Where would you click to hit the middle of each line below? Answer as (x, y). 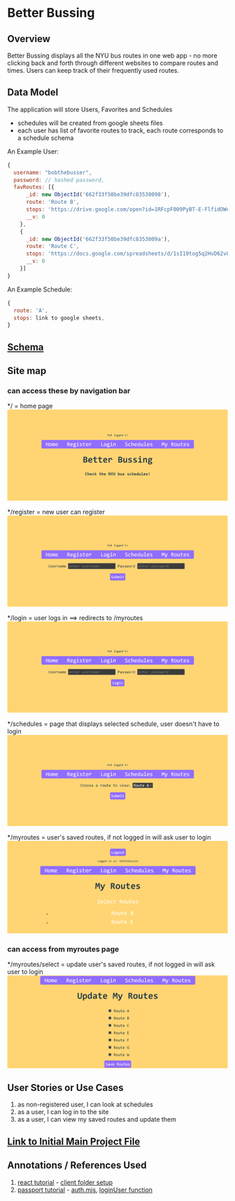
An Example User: (33, 151)
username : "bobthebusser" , (53, 172)
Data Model (33, 92)
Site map (27, 371)
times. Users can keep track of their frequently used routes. (93, 70)
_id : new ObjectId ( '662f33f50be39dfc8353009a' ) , (98, 239)
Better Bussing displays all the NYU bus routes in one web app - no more (113, 55)
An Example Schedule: (40, 289)
